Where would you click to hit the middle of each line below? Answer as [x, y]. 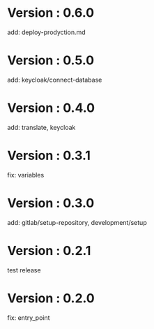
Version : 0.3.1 [49, 156]
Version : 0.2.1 [49, 250]
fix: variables [26, 175]
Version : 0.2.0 [51, 298]
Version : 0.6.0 [51, 13]
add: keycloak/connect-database [55, 80]
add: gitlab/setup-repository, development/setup [77, 222]
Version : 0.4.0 [51, 108]
